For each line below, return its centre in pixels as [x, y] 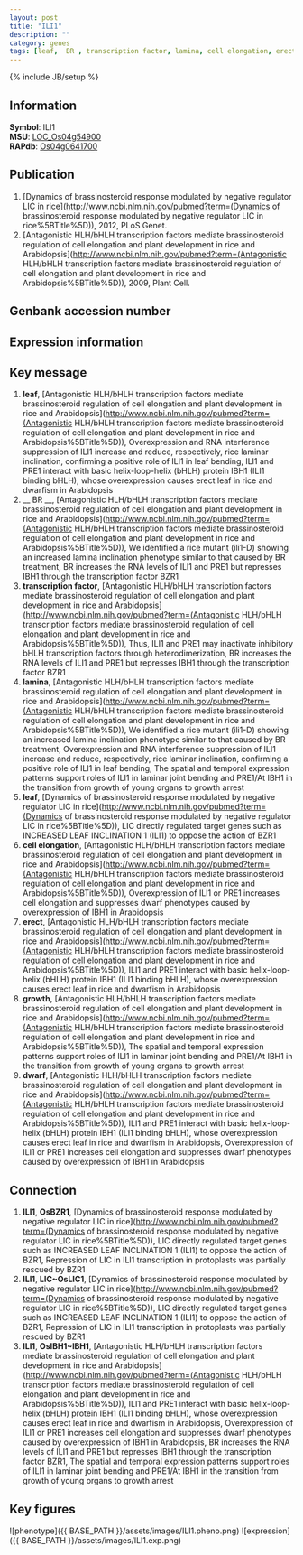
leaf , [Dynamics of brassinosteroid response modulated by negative [149, 797]
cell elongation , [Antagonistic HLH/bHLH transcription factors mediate [154, 845]
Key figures [42, 1509]
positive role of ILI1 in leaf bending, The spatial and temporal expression [156, 768]
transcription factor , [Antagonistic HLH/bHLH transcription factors [147, 586]
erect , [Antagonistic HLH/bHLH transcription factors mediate [136, 922]
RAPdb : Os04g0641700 [54, 146]
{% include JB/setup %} [54, 77]
